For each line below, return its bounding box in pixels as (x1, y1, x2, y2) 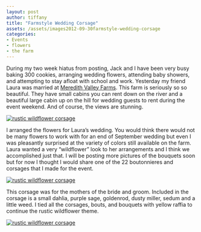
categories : (6, 31, 36, 37)
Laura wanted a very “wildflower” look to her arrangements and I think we (6, 145, 190, 152)
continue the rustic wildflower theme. (6, 207, 99, 215)
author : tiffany (6, 14, 47, 20)
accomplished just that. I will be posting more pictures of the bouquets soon (6, 152, 196, 159)
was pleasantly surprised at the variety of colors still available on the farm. (6, 139, 191, 146)
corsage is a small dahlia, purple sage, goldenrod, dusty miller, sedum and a (6, 194, 196, 202)
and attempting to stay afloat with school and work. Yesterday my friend (6, 77, 186, 84)
